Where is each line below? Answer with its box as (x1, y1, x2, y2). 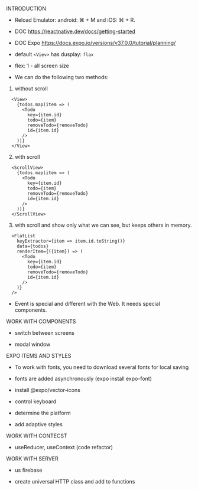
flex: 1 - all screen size (14, 62, 69, 69)
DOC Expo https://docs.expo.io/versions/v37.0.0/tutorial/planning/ (14, 40, 176, 46)
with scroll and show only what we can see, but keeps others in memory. (14, 221, 192, 228)
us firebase (14, 466, 43, 473)
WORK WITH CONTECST (6, 432, 67, 439)
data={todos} (17, 243, 49, 249)
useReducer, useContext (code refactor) (14, 444, 113, 450)
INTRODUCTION (6, 5, 46, 12)
